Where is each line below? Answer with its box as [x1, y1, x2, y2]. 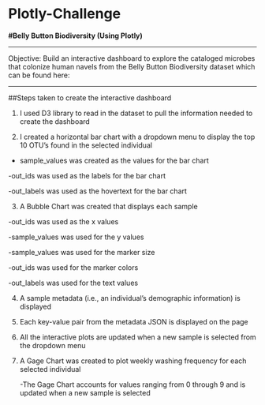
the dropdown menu [19, 340, 86, 350]
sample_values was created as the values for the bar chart [19, 156, 209, 165]
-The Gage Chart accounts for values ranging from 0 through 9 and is [19, 380, 246, 389]
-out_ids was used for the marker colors [8, 262, 139, 272]
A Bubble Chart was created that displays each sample [19, 201, 199, 211]
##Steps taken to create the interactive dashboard [8, 92, 172, 103]
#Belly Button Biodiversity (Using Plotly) [8, 31, 144, 40]
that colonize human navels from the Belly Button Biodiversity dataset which [8, 62, 256, 71]
